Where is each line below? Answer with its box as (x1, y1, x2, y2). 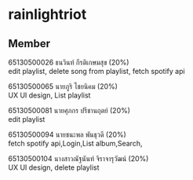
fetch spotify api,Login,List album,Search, (8, 139, 143, 148)
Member (8, 37, 51, 50)
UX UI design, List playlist (8, 90, 91, 100)
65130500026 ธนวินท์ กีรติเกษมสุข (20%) (8, 57, 129, 67)
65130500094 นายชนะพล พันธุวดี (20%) (8, 130, 127, 139)
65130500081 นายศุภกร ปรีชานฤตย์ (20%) (8, 106, 131, 115)
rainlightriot (8, 6, 87, 24)
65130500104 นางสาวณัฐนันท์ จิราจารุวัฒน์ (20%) (8, 154, 149, 163)
